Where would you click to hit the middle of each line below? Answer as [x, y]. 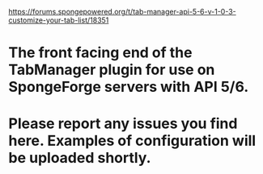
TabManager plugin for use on [112, 70]
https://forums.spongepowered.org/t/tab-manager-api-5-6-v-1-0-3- [122, 12]
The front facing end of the [100, 53]
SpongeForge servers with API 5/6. [129, 87]
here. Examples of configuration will [132, 141]
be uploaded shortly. [80, 158]
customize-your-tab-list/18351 [59, 20]
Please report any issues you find [123, 124]
